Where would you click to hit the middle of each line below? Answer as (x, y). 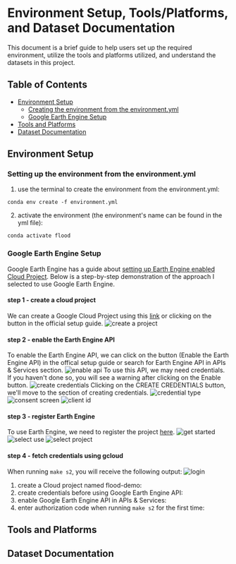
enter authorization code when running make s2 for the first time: (111, 508)
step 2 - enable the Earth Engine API (61, 340)
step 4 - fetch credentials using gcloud (65, 455)
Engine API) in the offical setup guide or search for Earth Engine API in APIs (117, 363)
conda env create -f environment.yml (63, 203)
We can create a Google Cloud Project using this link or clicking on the (110, 316)
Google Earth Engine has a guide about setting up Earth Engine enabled (111, 269)
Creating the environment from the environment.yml (103, 109)
